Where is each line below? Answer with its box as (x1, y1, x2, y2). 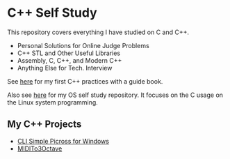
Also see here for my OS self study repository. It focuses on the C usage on (7, 91, 224, 99)
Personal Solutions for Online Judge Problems (17, 41, 149, 50)
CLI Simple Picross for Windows (17, 137, 110, 145)
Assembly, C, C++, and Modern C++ (17, 56, 122, 64)
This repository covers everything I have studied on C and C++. (7, 28, 190, 36)
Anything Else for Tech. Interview (17, 63, 113, 72)
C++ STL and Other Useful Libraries (17, 49, 120, 57)
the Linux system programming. (7, 98, 99, 106)
